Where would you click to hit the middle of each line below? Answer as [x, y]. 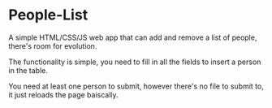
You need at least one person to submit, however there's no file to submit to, [136, 86]
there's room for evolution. [53, 45]
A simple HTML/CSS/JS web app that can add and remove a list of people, [133, 37]
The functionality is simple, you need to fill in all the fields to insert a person [135, 62]
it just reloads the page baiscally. [64, 94]
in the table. [28, 70]
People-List [48, 15]
